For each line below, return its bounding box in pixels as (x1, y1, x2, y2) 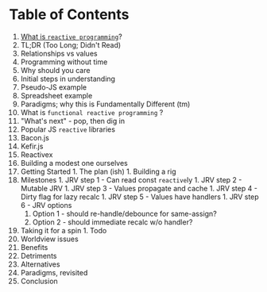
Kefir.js (20, 141, 44, 151)
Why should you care (20, 65, 91, 75)
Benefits (20, 242, 48, 252)
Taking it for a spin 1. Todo (20, 225, 107, 235)
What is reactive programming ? (20, 32, 122, 41)
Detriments (20, 251, 57, 260)
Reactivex (20, 149, 53, 159)
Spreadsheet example (20, 90, 93, 100)
